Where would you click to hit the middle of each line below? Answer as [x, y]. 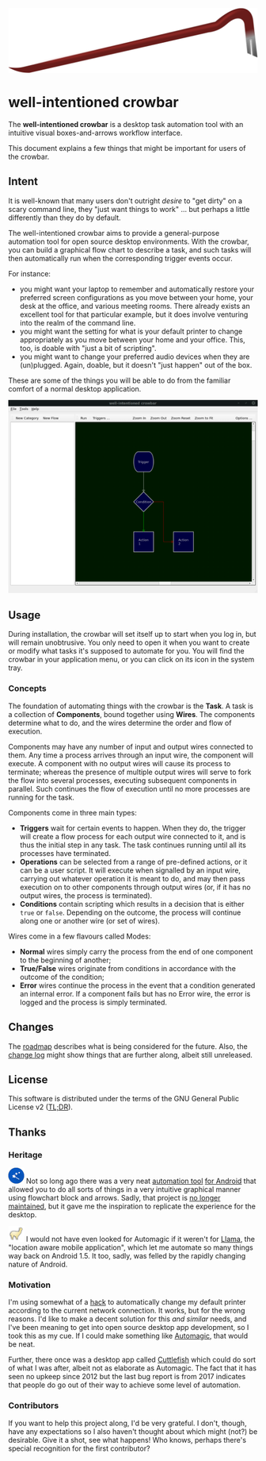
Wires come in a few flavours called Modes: [80, 936]
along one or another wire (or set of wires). [90, 920]
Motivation [30, 1285]
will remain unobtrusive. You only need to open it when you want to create [129, 642]
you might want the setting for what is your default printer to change [131, 331]
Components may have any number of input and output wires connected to [131, 746]
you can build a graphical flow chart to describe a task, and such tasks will [130, 249]
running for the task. [42, 797]
